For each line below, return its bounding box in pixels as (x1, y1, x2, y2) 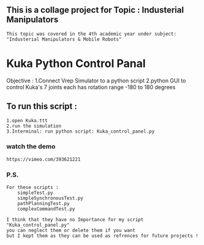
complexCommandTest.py (17, 206, 75, 212)
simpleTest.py (17, 190, 53, 196)
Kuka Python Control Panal (6, 56, 146, 70)
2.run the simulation (6, 123, 62, 129)
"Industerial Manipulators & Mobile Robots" (6, 36, 122, 42)
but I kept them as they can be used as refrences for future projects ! (6, 233, 199, 239)
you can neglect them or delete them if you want (6, 227, 136, 234)
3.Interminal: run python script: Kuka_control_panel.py (6, 128, 155, 134)
